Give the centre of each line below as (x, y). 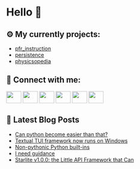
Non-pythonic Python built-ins (52, 147)
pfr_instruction (33, 48)
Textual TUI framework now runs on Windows (71, 140)
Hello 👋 (24, 12)
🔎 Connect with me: (43, 80)
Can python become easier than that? (61, 134)
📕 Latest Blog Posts (43, 120)
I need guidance (35, 153)
